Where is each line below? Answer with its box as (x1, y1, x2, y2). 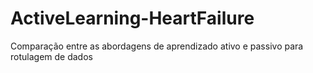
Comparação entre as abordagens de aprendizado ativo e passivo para (10, 40, 304, 52)
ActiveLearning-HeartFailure (10, 7, 255, 30)
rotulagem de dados (10, 50, 93, 62)
